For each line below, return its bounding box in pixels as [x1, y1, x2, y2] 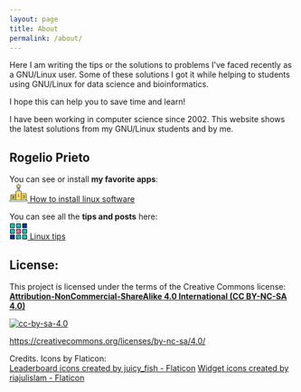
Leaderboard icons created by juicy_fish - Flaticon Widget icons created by [9, 363, 289, 373]
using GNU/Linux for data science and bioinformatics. [9, 79, 210, 90]
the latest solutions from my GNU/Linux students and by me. [9, 123, 234, 135]
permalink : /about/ [9, 33, 83, 43]
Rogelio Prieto [9, 149, 90, 165]
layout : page [9, 14, 59, 24]
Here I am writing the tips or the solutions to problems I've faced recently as [9, 60, 292, 71]
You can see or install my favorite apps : [9, 174, 158, 185]
